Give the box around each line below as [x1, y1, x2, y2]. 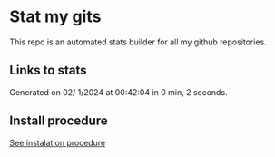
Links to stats [9, 63, 87, 78]
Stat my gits [9, 6, 102, 27]
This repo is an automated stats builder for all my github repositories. [9, 36, 267, 47]
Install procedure [9, 113, 108, 129]
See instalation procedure [9, 137, 106, 148]
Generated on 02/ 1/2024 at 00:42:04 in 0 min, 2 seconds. [9, 86, 229, 97]
